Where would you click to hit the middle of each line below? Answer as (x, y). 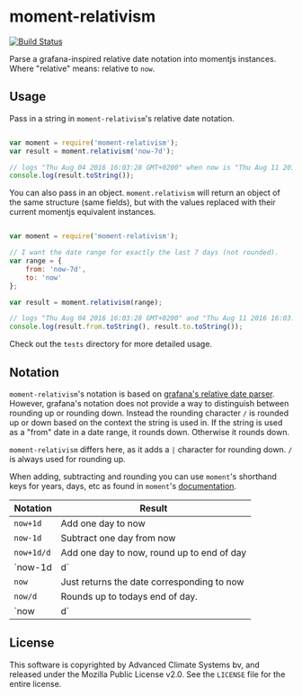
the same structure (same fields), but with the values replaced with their (142, 202)
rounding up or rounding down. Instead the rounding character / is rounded (149, 413)
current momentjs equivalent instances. (83, 212)
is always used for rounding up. (67, 459)
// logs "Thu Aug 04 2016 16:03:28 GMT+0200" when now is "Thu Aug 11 (144, 167)
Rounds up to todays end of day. (129, 596)
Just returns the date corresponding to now (152, 582)
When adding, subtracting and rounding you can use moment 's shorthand (143, 476)
